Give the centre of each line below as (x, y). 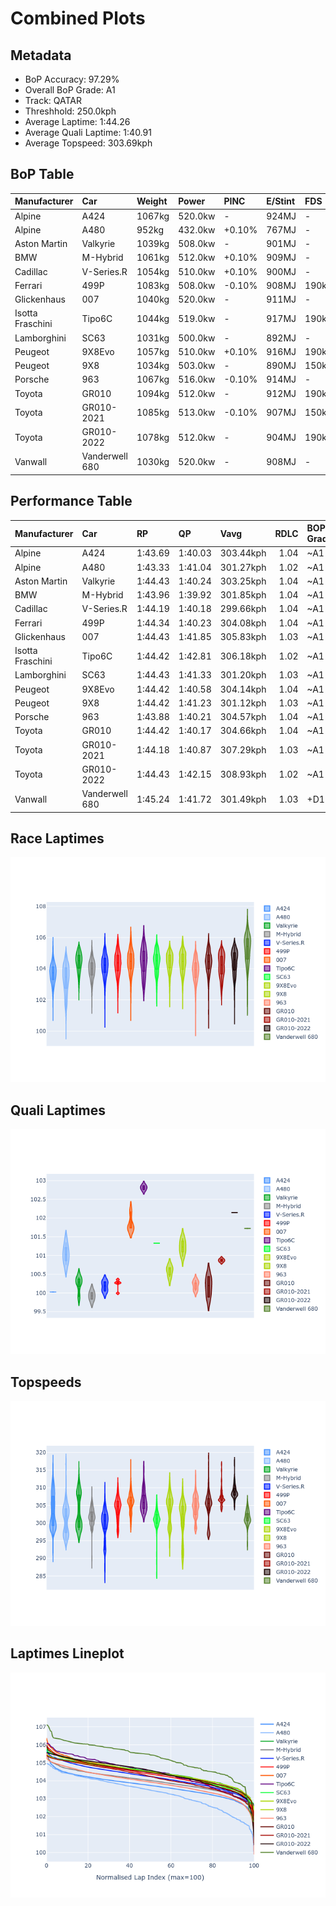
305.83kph (243, 636)
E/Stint (281, 201)
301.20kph (243, 675)
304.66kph (243, 731)
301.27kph (243, 567)
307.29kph (243, 750)
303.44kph (243, 553)
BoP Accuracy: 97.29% (72, 79)
